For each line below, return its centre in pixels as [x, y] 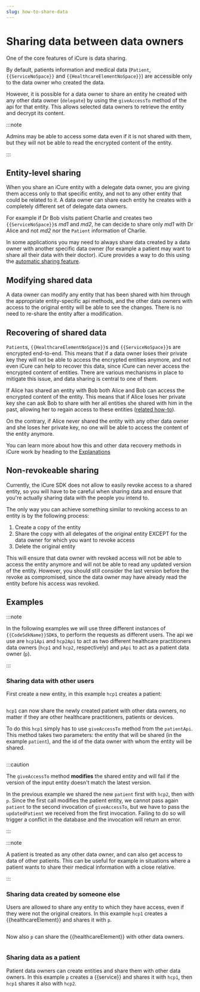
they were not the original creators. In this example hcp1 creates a [87, 914]
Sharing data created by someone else [63, 894]
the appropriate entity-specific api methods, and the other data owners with [99, 301]
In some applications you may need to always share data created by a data [98, 242]
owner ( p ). [19, 654]
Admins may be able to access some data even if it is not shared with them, [99, 136]
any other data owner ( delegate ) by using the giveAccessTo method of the [96, 100]
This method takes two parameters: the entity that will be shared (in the [94, 735]
